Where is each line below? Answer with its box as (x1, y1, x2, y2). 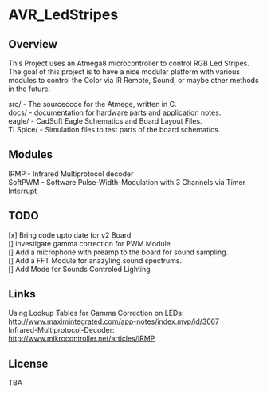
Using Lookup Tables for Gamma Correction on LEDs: (8, 309, 184, 318)
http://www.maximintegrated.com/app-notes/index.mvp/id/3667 (8, 317, 220, 326)
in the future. (8, 84, 51, 93)
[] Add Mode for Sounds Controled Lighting (8, 264, 151, 274)
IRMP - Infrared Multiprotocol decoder (8, 169, 134, 179)
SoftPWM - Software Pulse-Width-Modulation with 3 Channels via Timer (8, 177, 245, 187)
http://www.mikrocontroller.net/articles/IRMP (8, 333, 155, 344)
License (8, 357, 49, 370)
